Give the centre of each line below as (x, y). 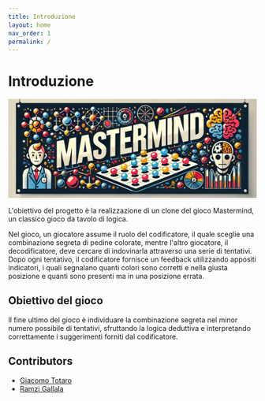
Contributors (41, 361)
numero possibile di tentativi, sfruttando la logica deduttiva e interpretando (129, 328)
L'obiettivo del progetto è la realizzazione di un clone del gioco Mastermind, (131, 210)
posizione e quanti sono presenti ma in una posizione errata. (106, 276)
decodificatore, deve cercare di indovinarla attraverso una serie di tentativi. (130, 251)
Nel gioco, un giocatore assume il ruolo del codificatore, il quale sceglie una (131, 234)
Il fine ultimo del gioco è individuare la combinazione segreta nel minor (123, 320)
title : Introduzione (42, 17)
